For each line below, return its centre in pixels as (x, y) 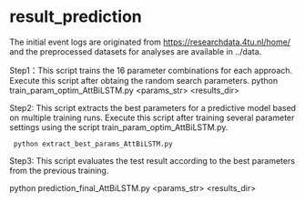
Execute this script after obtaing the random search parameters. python (144, 80)
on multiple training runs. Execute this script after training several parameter (152, 117)
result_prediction (76, 17)
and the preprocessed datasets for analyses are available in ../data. (136, 51)
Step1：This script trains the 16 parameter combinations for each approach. (151, 70)
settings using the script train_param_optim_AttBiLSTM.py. (119, 127)
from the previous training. (59, 170)
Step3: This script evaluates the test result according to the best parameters (152, 160)
